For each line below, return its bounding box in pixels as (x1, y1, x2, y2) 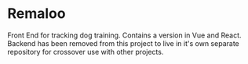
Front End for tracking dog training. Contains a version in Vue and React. (7, 30, 242, 40)
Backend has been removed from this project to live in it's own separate (7, 38, 240, 48)
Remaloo (7, 5, 66, 23)
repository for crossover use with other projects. (7, 47, 164, 56)
